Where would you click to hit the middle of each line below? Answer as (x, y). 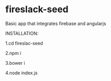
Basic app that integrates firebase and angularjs (56, 23)
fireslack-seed (37, 9)
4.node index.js (21, 73)
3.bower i (15, 63)
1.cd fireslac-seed (24, 43)
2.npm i (13, 53)
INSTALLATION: (22, 33)
